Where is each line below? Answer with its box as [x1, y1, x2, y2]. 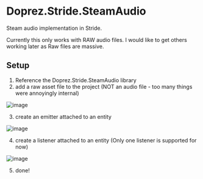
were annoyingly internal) [15, 89, 79, 97]
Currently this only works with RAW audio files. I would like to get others [6, 36, 187, 43]
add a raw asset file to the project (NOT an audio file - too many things [15, 83, 193, 90]
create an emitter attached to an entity [15, 113, 112, 120]
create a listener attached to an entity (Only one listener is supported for [15, 136, 197, 144]
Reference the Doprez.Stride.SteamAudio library [15, 76, 137, 83]
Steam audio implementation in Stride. [6, 24, 102, 32]
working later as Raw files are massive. [6, 43, 104, 50]
